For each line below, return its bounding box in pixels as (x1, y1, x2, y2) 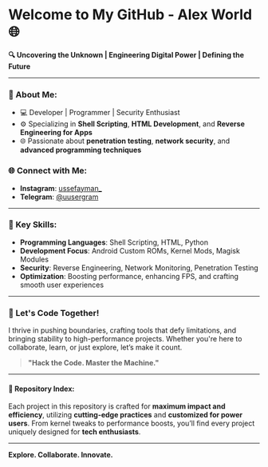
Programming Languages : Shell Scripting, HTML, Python (19, 237, 209, 247)
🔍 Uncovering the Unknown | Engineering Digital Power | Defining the (8, 50, 245, 59)
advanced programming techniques (19, 146, 142, 155)
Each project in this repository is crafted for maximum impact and (8, 401, 226, 411)
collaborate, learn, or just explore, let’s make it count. (8, 342, 183, 353)
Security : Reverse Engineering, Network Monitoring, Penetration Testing (19, 262, 259, 273)
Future (8, 62, 31, 71)
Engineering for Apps (19, 128, 93, 138)
